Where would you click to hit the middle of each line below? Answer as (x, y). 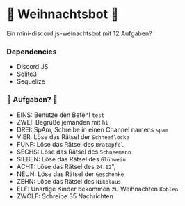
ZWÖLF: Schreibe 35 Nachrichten (65, 196)
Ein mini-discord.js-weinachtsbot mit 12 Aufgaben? (79, 33)
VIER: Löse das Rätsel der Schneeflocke (73, 137)
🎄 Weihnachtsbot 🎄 (63, 14)
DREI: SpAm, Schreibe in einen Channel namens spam (92, 129)
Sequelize (31, 81)
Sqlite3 (27, 74)
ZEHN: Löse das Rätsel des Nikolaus (69, 181)
